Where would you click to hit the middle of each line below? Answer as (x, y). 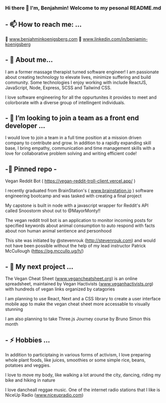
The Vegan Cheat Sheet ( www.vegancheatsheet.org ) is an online (71, 278)
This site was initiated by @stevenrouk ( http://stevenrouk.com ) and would (81, 240)
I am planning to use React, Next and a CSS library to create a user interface (83, 298)
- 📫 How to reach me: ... (43, 25)
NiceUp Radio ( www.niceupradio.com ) (44, 395)
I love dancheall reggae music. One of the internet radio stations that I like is (83, 390)
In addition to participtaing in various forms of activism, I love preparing (78, 354)
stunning (14, 309)
